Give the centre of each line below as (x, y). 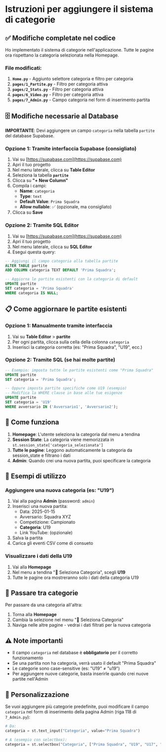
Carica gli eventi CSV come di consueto (53, 543)
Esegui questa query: (34, 252)
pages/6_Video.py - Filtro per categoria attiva (58, 95)
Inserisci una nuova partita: (40, 506)
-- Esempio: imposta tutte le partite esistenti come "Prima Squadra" (79, 370)
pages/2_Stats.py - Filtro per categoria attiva (58, 89)
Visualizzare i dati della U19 (39, 556)
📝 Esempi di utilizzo (36, 476)
